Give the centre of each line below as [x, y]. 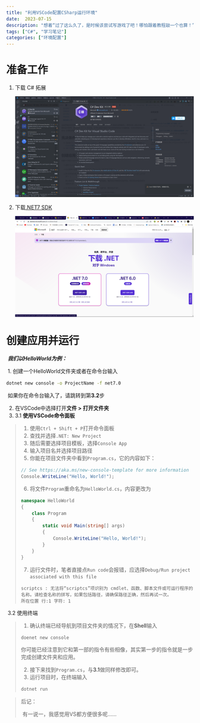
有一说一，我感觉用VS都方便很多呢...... [70, 714]
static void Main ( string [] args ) [84, 526]
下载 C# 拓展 [30, 88]
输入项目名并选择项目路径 [61, 451]
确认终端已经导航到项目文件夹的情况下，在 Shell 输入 [93, 625]
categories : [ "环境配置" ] [37, 38]
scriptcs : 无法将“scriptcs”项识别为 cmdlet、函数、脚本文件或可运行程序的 [107, 588]
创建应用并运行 [43, 341]
